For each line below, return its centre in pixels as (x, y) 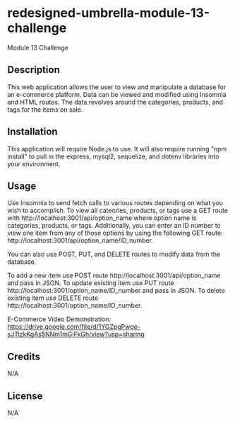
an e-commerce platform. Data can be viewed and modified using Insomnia (117, 94)
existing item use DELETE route (53, 298)
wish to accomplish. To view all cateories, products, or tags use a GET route (117, 211)
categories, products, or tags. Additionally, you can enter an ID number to (114, 226)
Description (34, 70)
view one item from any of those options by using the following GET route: (115, 233)
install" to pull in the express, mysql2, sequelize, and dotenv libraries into (113, 156)
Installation (32, 132)
